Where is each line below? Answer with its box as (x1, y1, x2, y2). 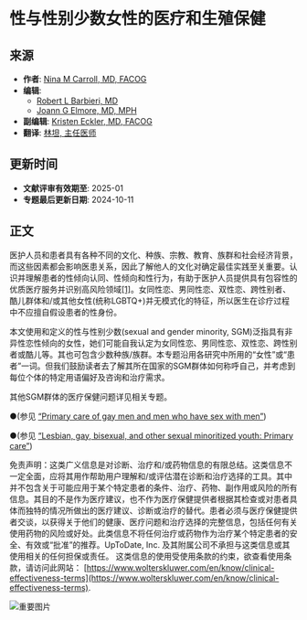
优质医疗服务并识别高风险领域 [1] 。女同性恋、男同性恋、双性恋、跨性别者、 (9, 283, 291, 294)
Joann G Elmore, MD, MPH (36, 105, 137, 115)
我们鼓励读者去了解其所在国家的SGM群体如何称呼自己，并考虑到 (53, 360, 296, 371)
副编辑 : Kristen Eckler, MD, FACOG (22, 116, 153, 126)
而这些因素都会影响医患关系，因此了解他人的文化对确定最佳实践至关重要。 (9, 261, 290, 272)
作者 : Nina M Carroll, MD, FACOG (22, 74, 147, 84)
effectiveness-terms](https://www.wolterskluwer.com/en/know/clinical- (9, 572, 280, 583)
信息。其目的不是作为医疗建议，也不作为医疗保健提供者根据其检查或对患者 (9, 493, 290, 504)
